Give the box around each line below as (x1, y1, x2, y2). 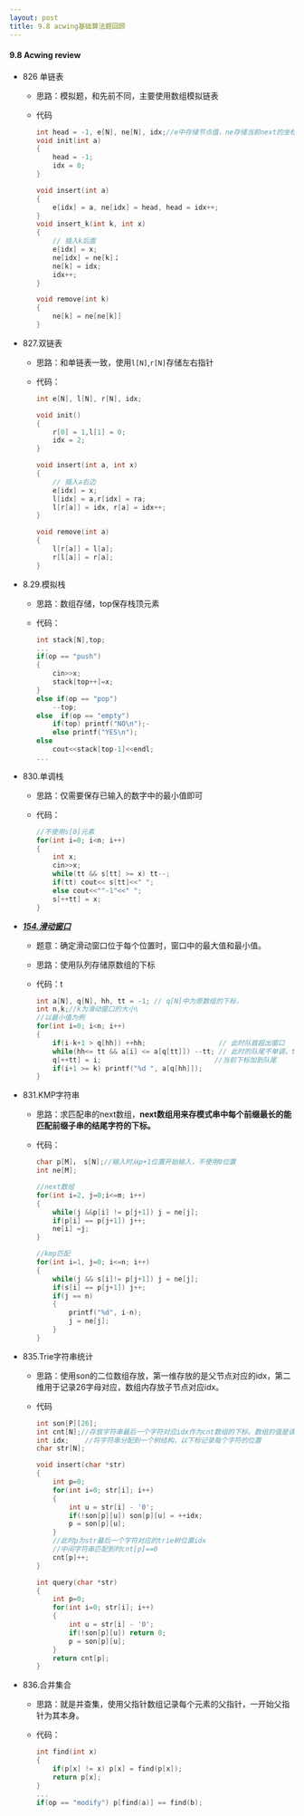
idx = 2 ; (52, 436, 86, 445)
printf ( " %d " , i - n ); (68, 1308, 142, 1318)
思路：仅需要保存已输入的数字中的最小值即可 (35, 790, 204, 801)
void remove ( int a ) (35, 527, 110, 537)
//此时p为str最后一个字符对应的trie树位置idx (52, 1536, 206, 1545)
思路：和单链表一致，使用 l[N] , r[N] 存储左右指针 (35, 357, 214, 368)
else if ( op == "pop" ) (35, 694, 118, 703)
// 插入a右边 (52, 477, 97, 486)
